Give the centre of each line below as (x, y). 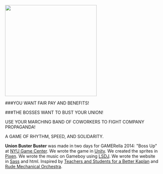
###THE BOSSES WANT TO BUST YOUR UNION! (54, 112)
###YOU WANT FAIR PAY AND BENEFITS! (47, 103)
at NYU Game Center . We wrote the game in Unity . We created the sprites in (81, 151)
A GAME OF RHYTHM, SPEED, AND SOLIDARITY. (54, 136)
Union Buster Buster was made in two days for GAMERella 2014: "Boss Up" (81, 146)
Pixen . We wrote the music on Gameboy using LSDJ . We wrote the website (80, 156)
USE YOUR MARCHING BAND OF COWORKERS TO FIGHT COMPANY (75, 122)
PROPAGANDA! (20, 127)
